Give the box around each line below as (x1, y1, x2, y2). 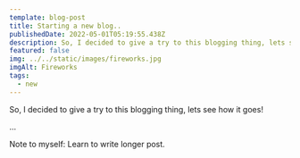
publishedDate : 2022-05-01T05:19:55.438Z (9, 29, 166, 38)
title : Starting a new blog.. (9, 21, 122, 30)
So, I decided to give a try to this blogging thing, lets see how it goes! (9, 104, 263, 114)
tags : (9, 71, 29, 80)
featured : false (9, 46, 70, 55)
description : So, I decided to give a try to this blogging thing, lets (9, 37, 286, 47)
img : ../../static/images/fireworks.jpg (9, 54, 162, 63)
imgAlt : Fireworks (9, 63, 78, 72)
